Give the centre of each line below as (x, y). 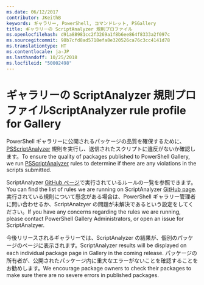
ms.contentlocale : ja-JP (38, 52)
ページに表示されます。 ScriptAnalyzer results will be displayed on (104, 245)
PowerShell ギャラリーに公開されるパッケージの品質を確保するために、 (96, 142)
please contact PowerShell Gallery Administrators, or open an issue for (95, 219)
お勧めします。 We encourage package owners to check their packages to (99, 269)
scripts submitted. (29, 170)
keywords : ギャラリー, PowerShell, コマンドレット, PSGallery (81, 23)
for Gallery (34, 124)
